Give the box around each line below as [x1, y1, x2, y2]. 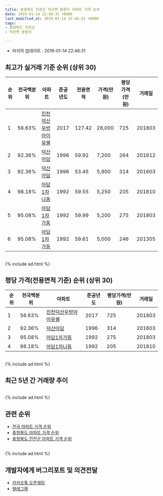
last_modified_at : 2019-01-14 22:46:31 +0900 [5, 16, 98, 21]
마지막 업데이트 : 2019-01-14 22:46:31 [12, 48, 86, 53]
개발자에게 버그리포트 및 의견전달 [5, 466, 98, 474]
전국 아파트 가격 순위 [12, 424, 51, 430]
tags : [5, 20, 16, 26]
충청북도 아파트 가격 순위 [12, 430, 59, 436]
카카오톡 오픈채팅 [12, 480, 45, 486]
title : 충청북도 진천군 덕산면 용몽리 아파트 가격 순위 [5, 7, 100, 12]
